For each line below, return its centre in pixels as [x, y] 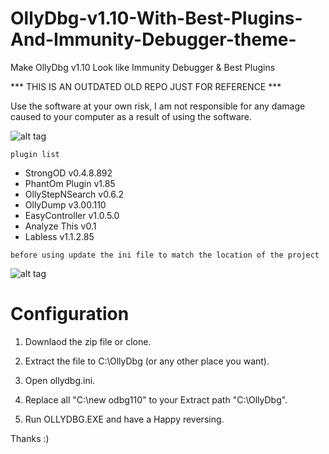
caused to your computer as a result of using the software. [131, 116]
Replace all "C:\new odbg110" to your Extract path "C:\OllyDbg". [156, 399]
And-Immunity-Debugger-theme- [153, 39]
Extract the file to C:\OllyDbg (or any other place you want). [147, 361]
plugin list [35, 154]
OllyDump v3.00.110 [65, 204]
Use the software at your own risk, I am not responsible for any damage [158, 106]
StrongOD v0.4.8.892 [68, 173]
